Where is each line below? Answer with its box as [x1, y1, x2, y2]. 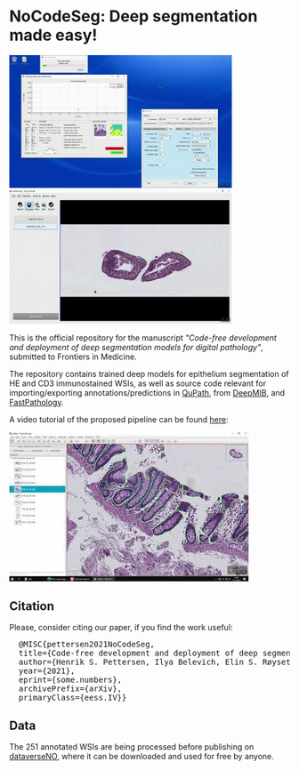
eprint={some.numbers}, [18, 675, 123, 686]
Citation [9, 598, 55, 614]
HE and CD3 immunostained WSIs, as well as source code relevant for [9, 378, 267, 389]
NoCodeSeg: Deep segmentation [9, 6, 258, 27]
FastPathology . [9, 397, 64, 407]
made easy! [9, 25, 98, 45]
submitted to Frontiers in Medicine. [9, 351, 137, 362]
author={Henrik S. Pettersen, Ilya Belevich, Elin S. [18, 657, 258, 668]
